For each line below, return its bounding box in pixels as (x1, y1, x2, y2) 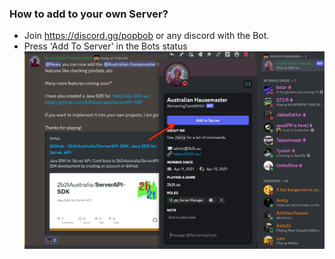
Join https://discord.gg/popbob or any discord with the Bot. (23, 30, 270, 42)
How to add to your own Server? (9, 7, 169, 21)
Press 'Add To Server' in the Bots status (23, 40, 188, 52)
